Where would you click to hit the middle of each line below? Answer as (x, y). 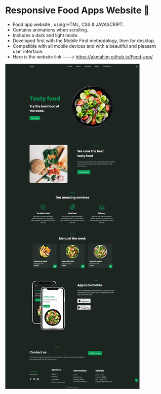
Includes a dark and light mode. (46, 35)
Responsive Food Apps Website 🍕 (77, 10)
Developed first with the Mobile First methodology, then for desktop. (84, 41)
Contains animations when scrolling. (50, 29)
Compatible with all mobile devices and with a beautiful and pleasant (84, 46)
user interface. (28, 51)
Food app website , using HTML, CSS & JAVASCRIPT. (68, 24)
